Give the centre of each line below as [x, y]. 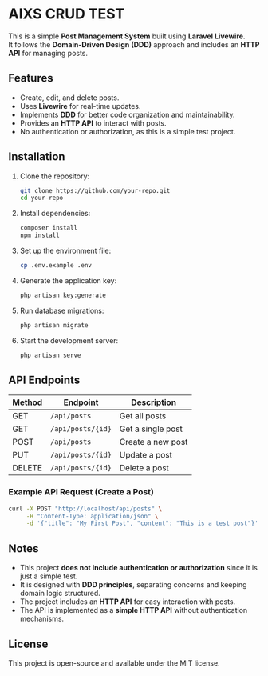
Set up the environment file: [65, 251]
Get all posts [143, 416]
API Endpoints [44, 380]
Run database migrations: [62, 310]
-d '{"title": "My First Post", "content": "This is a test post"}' [142, 524]
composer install [49, 228]
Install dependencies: [55, 214]
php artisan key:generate [63, 295]
